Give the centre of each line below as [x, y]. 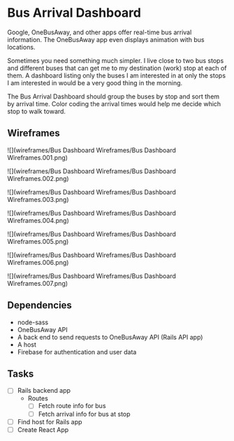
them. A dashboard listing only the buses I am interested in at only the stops [116, 75]
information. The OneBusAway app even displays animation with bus [106, 39]
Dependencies [39, 305]
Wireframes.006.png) [38, 262]
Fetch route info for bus [72, 406]
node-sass [33, 322]
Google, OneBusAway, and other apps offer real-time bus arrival [100, 32]
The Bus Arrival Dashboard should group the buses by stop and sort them [114, 96]
